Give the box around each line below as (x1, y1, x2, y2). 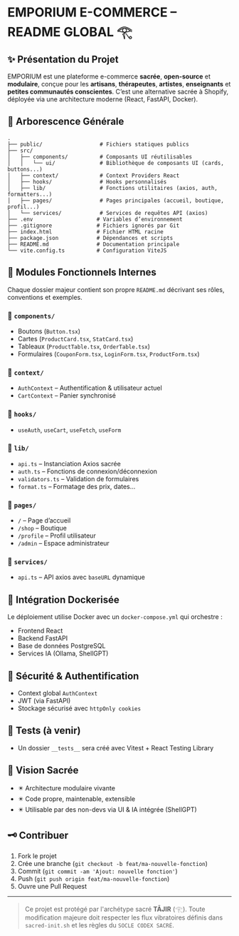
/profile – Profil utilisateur (17, 531, 96, 540)
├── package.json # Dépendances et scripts (7, 234, 174, 241)
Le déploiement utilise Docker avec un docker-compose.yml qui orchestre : (7, 613, 223, 621)
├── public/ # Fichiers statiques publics (7, 141, 190, 148)
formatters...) (7, 191, 53, 198)
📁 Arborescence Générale (7, 116, 124, 128)
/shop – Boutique (17, 524, 68, 533)
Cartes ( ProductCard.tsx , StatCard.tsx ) (17, 334, 134, 343)
